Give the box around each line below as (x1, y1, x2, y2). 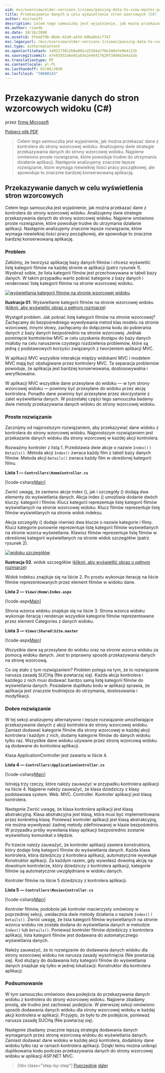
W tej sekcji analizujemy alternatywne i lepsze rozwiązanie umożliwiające (5, 716, 154, 722)
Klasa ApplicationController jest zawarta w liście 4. (5, 752, 108, 758)
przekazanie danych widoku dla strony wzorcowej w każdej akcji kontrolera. (5, 435, 159, 441)
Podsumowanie (5, 980, 43, 987)
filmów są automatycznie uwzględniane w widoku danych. (5, 868, 123, 874)
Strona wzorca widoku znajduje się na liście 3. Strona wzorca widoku (5, 608, 145, 614)
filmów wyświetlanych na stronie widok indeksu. (5, 510, 103, 516)
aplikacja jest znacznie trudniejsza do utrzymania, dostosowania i (5, 688, 137, 694)
